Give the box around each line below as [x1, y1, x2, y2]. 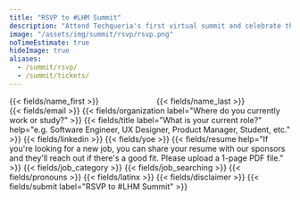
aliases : [9, 54, 42, 63]
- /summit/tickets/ [17, 71, 90, 80]
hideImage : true [9, 46, 70, 55]
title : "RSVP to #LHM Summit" [9, 12, 122, 22]
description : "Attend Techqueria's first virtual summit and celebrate [9, 21, 281, 30]
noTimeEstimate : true [9, 37, 90, 47]
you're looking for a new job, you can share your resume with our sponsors [9, 143, 286, 154]
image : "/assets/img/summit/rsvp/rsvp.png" [9, 29, 174, 38]
